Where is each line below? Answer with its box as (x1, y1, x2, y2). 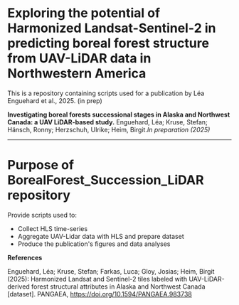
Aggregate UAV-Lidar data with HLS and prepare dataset (17, 232, 184, 240)
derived (7, 282, 30, 291)
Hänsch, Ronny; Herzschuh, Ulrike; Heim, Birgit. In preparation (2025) (7, 125, 211, 134)
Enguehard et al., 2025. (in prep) (7, 96, 103, 105)
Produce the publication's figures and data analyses (17, 240, 171, 248)
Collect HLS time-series (17, 224, 87, 232)
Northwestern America (7, 65, 147, 82)
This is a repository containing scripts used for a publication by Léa (7, 89, 205, 97)
